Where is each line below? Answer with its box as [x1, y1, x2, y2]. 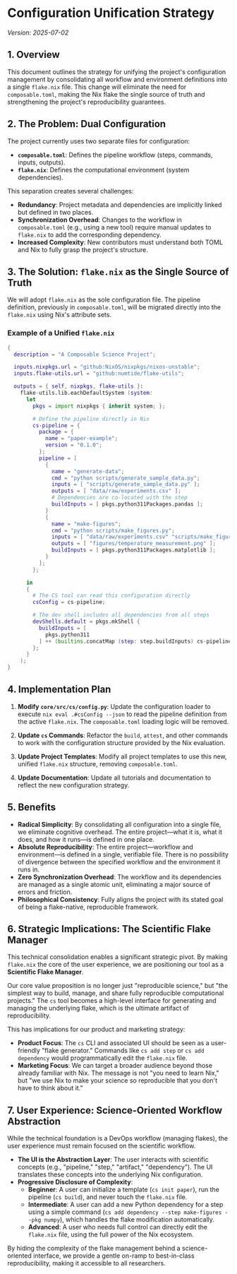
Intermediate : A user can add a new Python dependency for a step [28, 1201, 224, 1209]
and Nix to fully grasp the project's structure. [17, 245, 148, 254]
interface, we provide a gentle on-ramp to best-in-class [32, 1251, 195, 1260]
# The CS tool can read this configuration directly [32, 592, 191, 600]
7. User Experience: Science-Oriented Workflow [7, 1104, 223, 1117]
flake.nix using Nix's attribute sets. [7, 311, 111, 319]
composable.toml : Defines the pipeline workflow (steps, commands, [17, 150, 213, 159]
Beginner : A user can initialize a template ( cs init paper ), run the [28, 1185, 220, 1194]
